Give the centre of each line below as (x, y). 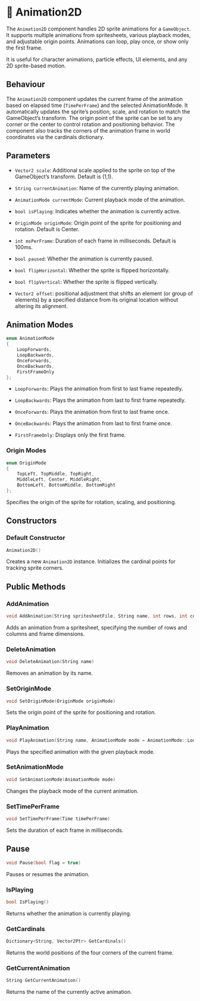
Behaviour (26, 85)
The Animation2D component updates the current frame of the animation (95, 99)
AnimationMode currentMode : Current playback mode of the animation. (100, 199)
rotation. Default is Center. (47, 229)
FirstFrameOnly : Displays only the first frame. (70, 435)
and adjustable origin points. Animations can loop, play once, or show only (97, 41)
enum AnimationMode (30, 339)
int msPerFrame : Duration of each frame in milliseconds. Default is (96, 241)
